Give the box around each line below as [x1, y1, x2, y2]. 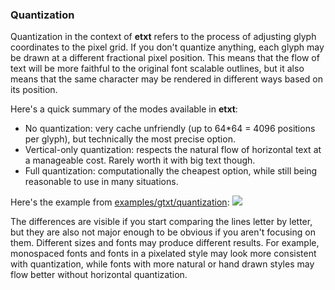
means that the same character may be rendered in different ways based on [10, 73, 323, 85]
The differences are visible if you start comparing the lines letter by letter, [10, 216, 313, 228]
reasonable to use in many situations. [24, 176, 179, 188]
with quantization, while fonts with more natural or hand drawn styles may [10, 258, 315, 270]
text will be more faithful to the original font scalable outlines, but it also [10, 63, 305, 75]
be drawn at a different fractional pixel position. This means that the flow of [10, 52, 320, 64]
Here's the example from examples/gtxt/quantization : [10, 196, 230, 208]
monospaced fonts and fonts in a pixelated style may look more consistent [10, 248, 317, 260]
